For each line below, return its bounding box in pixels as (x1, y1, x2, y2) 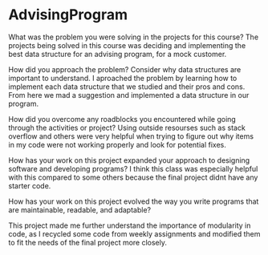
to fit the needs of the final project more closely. (8, 237, 167, 247)
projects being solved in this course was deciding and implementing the (8, 40, 246, 50)
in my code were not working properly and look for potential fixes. (8, 140, 226, 149)
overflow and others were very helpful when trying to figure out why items (8, 131, 254, 141)
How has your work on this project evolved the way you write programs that (8, 196, 259, 206)
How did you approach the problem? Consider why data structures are (8, 64, 242, 74)
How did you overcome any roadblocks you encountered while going (8, 114, 237, 123)
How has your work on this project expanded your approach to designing (8, 155, 250, 165)
